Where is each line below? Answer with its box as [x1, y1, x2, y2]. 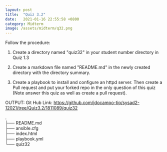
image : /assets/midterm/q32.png [5, 26, 72, 31]
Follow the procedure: [5, 39, 50, 45]
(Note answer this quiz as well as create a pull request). [12, 90, 127, 96]
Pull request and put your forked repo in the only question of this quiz [12, 84, 156, 90]
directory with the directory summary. [12, 69, 90, 75]
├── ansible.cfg [5, 125, 39, 131]
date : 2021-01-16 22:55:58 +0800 [5, 16, 79, 21]
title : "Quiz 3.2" [5, 12, 46, 17]
